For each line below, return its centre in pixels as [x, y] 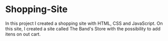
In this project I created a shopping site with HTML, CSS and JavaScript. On [84, 23]
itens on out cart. [23, 34]
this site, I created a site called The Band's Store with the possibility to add [83, 28]
